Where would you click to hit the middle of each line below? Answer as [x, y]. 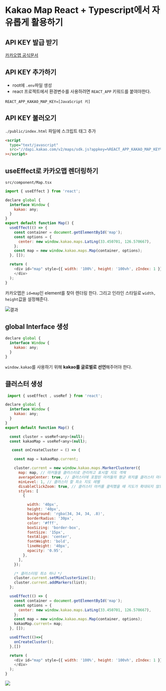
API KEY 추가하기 [31, 72]
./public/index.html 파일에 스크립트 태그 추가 [51, 131]
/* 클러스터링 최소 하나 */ [38, 573]
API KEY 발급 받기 [32, 42]
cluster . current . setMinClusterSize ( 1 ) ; [55, 578]
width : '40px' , [42, 505]
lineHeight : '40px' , [48, 546]
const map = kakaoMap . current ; [46, 459]
